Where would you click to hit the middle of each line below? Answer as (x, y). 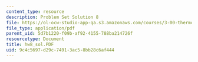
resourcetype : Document (35, 39)
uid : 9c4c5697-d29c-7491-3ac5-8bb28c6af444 (60, 50)
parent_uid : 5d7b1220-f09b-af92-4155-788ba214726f (70, 34)
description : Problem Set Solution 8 (52, 17)
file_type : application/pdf (41, 28)
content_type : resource (35, 12)
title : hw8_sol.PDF (30, 45)
